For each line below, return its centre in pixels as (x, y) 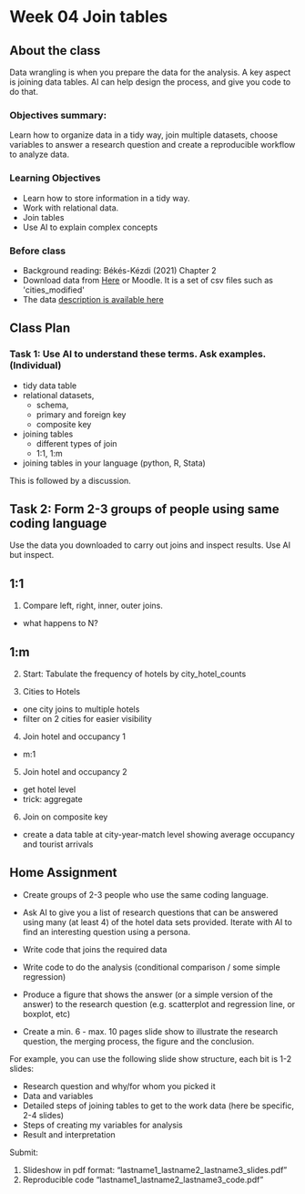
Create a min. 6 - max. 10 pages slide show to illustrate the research (150, 1031)
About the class (55, 51)
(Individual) (36, 365)
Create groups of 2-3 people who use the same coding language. (145, 894)
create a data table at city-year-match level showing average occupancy (159, 835)
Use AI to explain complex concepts (90, 227)
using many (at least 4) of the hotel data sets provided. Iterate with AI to (158, 921)
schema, (52, 405)
